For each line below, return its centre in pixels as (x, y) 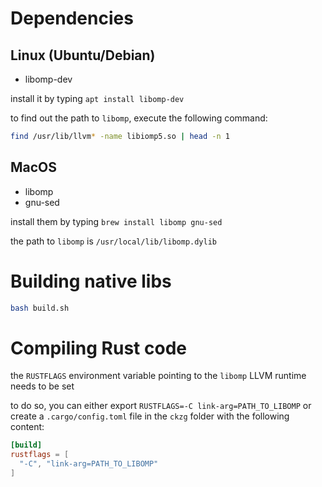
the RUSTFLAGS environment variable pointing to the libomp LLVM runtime (158, 376)
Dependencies (72, 18)
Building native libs (91, 281)
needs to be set (42, 386)
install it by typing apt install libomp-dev (97, 98)
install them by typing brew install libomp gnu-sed (116, 221)
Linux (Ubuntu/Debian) (83, 55)
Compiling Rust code (98, 348)
